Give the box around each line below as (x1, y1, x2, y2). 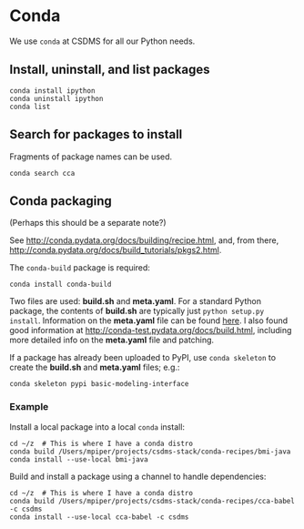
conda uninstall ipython (9, 94, 104, 103)
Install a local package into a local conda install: (9, 421, 185, 432)
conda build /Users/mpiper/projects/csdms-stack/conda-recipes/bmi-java (9, 447, 291, 456)
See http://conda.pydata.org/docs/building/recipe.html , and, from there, (9, 235, 279, 246)
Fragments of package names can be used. (9, 151, 173, 162)
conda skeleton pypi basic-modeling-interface (9, 380, 189, 389)
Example (9, 401, 49, 413)
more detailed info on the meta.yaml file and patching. (9, 334, 215, 346)
